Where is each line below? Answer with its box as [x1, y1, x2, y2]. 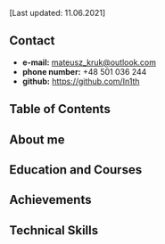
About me [9, 132, 65, 147]
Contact [9, 33, 55, 48]
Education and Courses [9, 162, 143, 177]
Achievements [9, 192, 92, 207]
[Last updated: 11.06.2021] [9, 8, 106, 18]
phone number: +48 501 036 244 [21, 66, 147, 77]
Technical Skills [9, 223, 99, 238]
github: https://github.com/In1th [21, 76, 140, 86]
